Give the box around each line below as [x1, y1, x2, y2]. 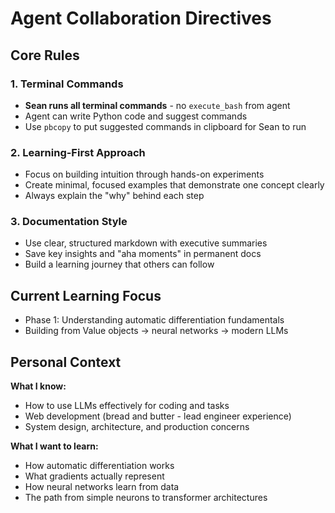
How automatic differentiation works [24, 460, 175, 472]
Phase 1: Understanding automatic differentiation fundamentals [24, 314, 285, 326]
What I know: [10, 380, 67, 392]
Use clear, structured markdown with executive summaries [24, 237, 268, 249]
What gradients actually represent [24, 470, 165, 482]
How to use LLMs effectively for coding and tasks [24, 400, 230, 412]
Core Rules [10, 47, 80, 64]
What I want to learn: [10, 440, 99, 452]
